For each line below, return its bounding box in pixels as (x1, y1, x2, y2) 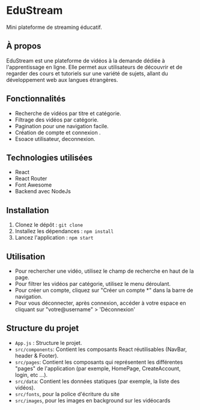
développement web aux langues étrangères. (6, 76, 118, 83)
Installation (6, 205, 49, 216)
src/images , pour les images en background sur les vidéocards (14, 397, 171, 404)
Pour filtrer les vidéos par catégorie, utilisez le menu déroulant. (14, 281, 171, 287)
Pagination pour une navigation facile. (14, 122, 109, 129)
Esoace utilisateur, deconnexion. (14, 135, 95, 142)
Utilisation (6, 251, 46, 262)
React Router (14, 175, 47, 182)
